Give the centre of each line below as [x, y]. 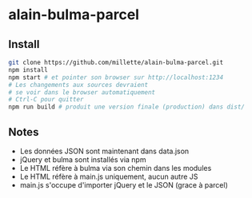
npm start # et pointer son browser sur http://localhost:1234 [116, 77]
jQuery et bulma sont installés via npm [83, 159]
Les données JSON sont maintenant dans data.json [104, 151]
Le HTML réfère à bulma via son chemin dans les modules [116, 168]
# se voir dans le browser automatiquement [82, 92]
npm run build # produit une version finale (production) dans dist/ [127, 107]
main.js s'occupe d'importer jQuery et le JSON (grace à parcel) [124, 184]
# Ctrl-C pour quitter [46, 100]
